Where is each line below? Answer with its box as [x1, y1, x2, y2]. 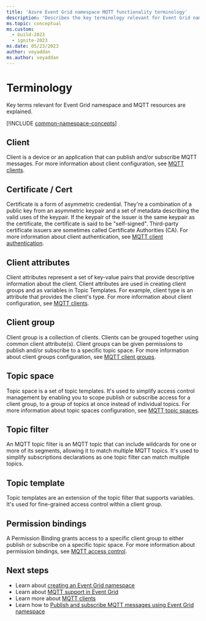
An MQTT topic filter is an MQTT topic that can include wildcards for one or [6, 440, 197, 448]
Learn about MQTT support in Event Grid [15, 588, 118, 595]
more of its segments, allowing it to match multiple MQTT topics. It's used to [6, 447, 199, 454]
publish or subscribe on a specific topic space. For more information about [6, 541, 195, 549]
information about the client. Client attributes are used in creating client [6, 280, 186, 287]
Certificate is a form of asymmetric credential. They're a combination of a [6, 200, 192, 208]
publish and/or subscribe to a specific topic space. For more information [6, 347, 189, 354]
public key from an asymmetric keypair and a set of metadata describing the [6, 207, 199, 214]
